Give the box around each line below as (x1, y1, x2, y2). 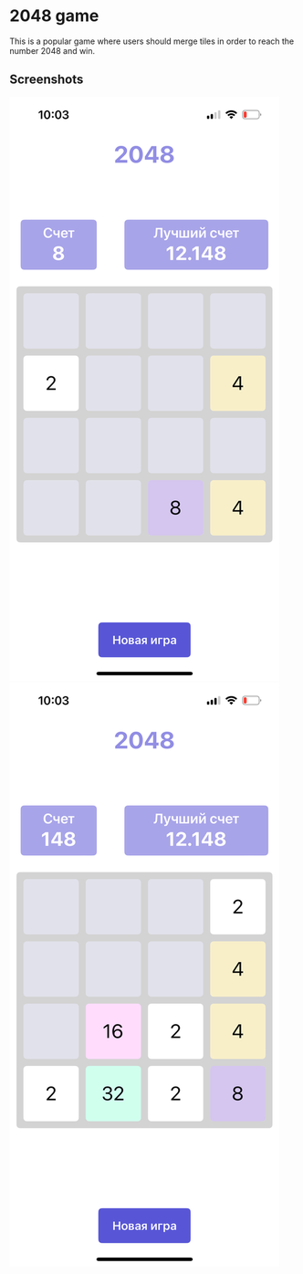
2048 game (9, 5, 99, 26)
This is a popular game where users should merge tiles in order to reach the (9, 36, 295, 47)
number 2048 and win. (9, 45, 96, 56)
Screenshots (9, 72, 84, 88)
